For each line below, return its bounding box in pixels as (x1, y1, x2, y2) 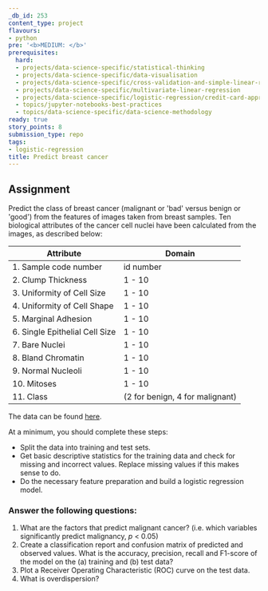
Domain (164, 248, 195, 260)
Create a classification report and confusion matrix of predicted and (19, 540, 243, 549)
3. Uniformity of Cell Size (12, 288, 106, 299)
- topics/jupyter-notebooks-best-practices (15, 101, 162, 109)
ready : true (8, 116, 48, 124)
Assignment (8, 182, 70, 196)
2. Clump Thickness (12, 275, 88, 286)
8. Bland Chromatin (12, 352, 85, 363)
